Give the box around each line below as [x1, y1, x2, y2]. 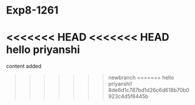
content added [6, 63, 42, 70]
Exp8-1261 [6, 4, 59, 17]
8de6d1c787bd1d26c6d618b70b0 [108, 87, 190, 94]
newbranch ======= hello [108, 74, 174, 81]
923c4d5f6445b [108, 93, 149, 100]
